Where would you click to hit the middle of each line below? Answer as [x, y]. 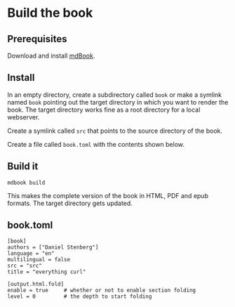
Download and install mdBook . [51, 55]
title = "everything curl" [47, 272]
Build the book [50, 13]
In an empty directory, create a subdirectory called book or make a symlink [115, 94]
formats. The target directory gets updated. [70, 203]
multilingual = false [39, 260]
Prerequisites [37, 39]
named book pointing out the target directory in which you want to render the [118, 102]
